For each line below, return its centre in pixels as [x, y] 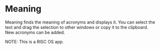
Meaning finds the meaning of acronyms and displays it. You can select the [80, 22]
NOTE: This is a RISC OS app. [34, 41]
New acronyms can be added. [35, 32]
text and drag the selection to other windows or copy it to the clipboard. [77, 27]
